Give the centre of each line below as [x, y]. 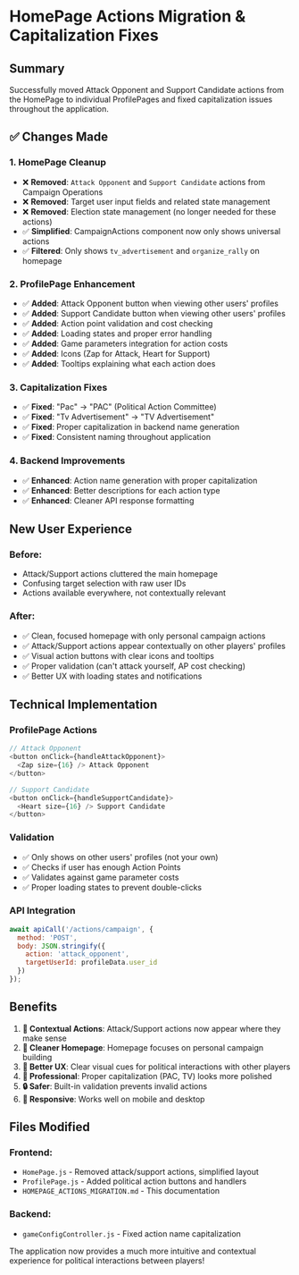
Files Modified [50, 1127]
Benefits [33, 1007]
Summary [37, 68]
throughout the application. [59, 109]
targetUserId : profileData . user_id [91, 963]
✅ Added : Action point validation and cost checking [117, 323]
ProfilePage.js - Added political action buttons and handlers [134, 1181]
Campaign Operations [62, 192]
